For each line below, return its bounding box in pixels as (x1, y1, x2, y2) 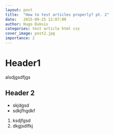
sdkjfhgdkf (12, 107, 35, 114)
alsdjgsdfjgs (5, 74, 31, 80)
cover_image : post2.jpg (5, 31, 55, 36)
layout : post (5, 7, 33, 13)
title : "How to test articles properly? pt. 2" (5, 12, 109, 17)
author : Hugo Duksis (5, 21, 49, 27)
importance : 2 (5, 36, 35, 41)
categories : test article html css (5, 26, 80, 31)
